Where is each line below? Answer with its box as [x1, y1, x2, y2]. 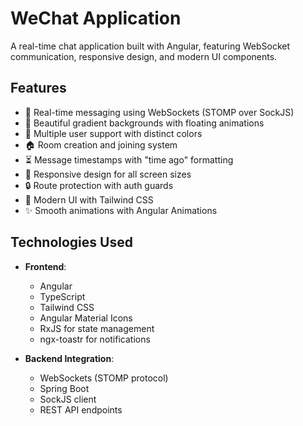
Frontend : [24, 260, 67, 272]
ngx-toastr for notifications [39, 333, 151, 345]
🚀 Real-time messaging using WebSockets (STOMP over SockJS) [24, 106, 295, 118]
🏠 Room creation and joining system [24, 138, 178, 151]
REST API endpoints [39, 403, 123, 416]
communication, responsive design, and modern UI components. [10, 50, 278, 62]
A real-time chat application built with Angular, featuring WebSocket [10, 40, 291, 52]
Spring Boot [39, 382, 90, 394]
